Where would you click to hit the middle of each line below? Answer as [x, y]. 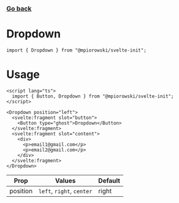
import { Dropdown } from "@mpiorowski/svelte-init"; [77, 50]
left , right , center [65, 191]
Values [65, 180]
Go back [19, 9]
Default [109, 180]
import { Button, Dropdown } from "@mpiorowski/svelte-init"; [93, 96]
